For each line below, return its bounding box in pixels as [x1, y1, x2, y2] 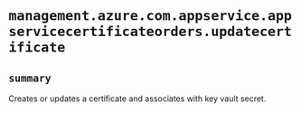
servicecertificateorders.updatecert [8, 24, 293, 41]
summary [8, 71, 52, 84]
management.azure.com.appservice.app [8, 7, 293, 24]
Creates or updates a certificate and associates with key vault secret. [8, 93, 267, 104]
